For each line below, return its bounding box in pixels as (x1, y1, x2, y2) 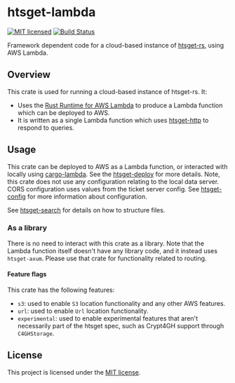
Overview (7, 69, 51, 81)
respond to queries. (17, 123, 75, 132)
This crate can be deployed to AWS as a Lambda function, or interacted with (7, 162, 228, 170)
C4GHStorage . (17, 329, 55, 337)
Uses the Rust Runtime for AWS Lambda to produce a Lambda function (17, 101, 223, 109)
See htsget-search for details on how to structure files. (7, 206, 166, 214)
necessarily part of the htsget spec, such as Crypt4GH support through (17, 322, 224, 330)
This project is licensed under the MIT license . (7, 368, 141, 376)
